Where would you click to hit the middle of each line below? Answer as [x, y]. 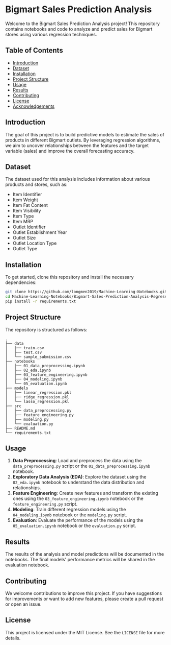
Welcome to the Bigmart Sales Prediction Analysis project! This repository [83, 23]
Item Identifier [27, 195]
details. [13, 638]
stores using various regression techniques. [51, 34]
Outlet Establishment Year [40, 232]
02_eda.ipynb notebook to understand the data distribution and [78, 482]
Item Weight [25, 200]
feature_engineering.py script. [45, 504]
